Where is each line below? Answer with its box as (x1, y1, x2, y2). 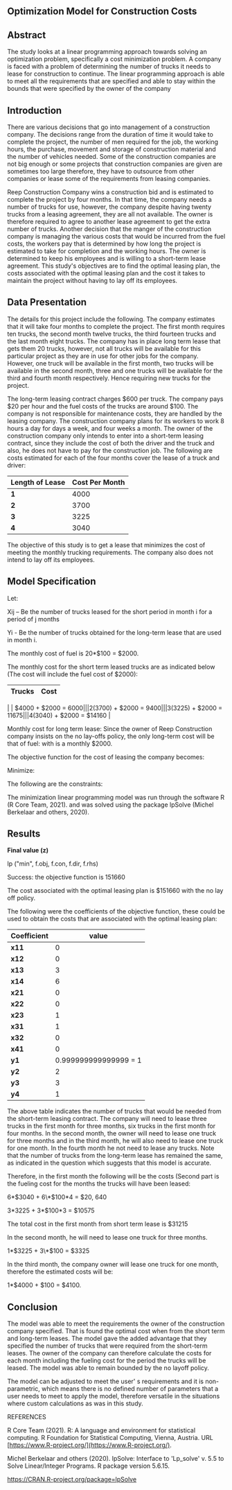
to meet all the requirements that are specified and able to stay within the (7, 77, 216, 85)
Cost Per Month (71, 477, 125, 487)
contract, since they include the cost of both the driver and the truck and (7, 438, 215, 447)
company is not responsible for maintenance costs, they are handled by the (7, 409, 223, 418)
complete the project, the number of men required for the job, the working (7, 138, 219, 146)
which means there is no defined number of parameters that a (41, 1385, 219, 1393)
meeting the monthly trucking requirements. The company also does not (7, 548, 213, 556)
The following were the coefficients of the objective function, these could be (7, 907, 225, 916)
